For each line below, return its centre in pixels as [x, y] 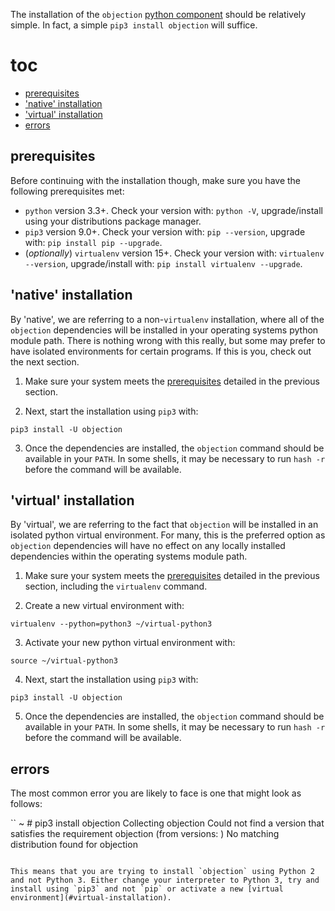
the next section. [45, 361]
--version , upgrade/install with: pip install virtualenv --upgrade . [163, 263]
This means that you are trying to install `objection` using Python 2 [162, 872]
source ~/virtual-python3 [64, 661]
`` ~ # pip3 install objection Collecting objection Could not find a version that [167, 823]
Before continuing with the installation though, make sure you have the [155, 180]
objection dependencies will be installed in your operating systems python [164, 330]
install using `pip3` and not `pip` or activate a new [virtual [147, 889]
